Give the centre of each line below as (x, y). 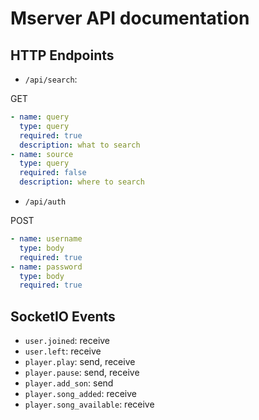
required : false (53, 173)
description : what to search (80, 145)
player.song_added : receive (80, 394)
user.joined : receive (67, 341)
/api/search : (51, 79)
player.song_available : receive (89, 404)
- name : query (40, 117)
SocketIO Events (63, 316)
